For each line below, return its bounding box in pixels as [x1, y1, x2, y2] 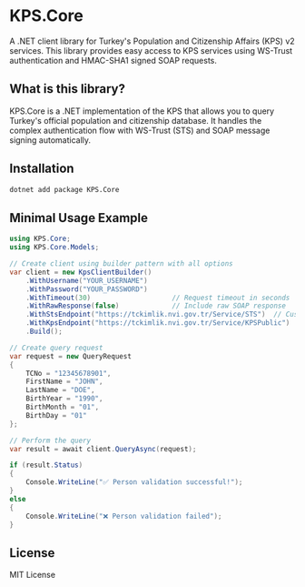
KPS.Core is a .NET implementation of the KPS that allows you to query [9, 106, 275, 116]
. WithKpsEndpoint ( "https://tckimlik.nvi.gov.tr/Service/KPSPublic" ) [25, 319, 290, 328]
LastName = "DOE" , [25, 386, 95, 395]
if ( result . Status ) [9, 460, 84, 470]
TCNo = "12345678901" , [25, 369, 112, 378]
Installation [9, 161, 74, 177]
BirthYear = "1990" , [25, 394, 103, 403]
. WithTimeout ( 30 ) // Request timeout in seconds [25, 293, 290, 302]
